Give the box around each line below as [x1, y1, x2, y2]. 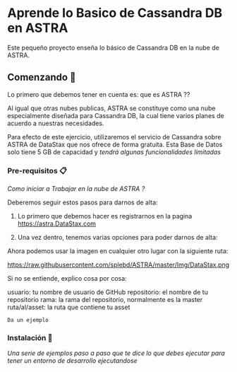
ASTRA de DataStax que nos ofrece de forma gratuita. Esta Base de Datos [7, 140, 223, 149]
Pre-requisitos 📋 [7, 165, 67, 175]
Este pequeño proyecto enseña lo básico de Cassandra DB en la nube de [7, 43, 220, 52]
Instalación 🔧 [7, 332, 53, 342]
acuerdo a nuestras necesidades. [7, 119, 104, 127]
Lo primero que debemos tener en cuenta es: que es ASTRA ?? [7, 90, 190, 98]
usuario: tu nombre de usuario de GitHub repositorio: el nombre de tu [7, 288, 208, 296]
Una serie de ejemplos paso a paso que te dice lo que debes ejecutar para [7, 349, 226, 358]
